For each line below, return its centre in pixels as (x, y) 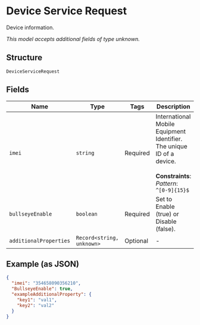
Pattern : (167, 183)
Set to (164, 199)
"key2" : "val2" (36, 305)
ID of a (165, 154)
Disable (166, 221)
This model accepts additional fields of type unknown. (73, 39)
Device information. (30, 27)
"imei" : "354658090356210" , (46, 283)
